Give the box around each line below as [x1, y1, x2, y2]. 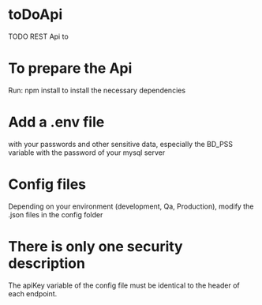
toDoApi [8, 6, 63, 24]
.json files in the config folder [8, 209, 103, 219]
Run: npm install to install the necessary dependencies [8, 85, 186, 95]
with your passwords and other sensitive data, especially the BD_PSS [8, 139, 234, 149]
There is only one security [8, 237, 183, 255]
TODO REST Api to [8, 32, 69, 41]
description [8, 254, 85, 272]
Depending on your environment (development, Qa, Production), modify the [8, 201, 254, 211]
